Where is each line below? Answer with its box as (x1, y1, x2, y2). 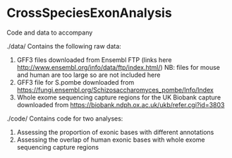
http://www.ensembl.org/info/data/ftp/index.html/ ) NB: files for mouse (16, 63, 220, 71)
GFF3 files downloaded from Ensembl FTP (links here (16, 55, 172, 64)
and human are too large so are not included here (16, 71, 161, 79)
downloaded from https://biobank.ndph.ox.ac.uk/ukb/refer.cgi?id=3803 (16, 100, 225, 109)
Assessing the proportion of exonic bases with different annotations (16, 128, 214, 136)
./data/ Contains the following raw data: (6, 42, 121, 50)
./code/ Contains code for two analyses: (6, 114, 123, 123)
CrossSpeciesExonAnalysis (6, 5, 172, 21)
